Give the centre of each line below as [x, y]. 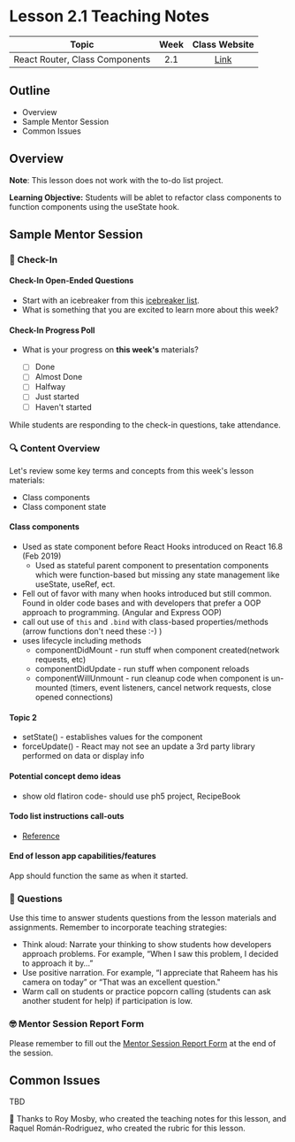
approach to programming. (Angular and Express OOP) [122, 613]
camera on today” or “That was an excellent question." [121, 982]
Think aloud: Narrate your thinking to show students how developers [147, 945]
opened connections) [74, 698]
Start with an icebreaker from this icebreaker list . [111, 301]
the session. [31, 1053]
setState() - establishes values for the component [112, 737]
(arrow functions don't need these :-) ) [92, 631]
